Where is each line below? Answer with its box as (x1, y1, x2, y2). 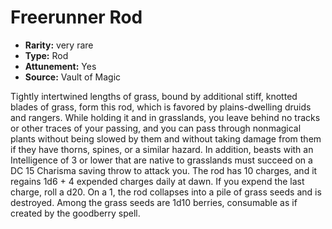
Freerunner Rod (10, 6, 143, 29)
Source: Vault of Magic (24, 71, 122, 83)
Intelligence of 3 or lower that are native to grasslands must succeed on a (10, 154, 313, 166)
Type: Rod (24, 49, 69, 61)
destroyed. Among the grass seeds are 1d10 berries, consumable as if (10, 196, 298, 208)
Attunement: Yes (24, 60, 97, 72)
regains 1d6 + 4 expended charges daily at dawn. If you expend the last (10, 175, 305, 187)
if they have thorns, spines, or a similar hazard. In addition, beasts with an (10, 143, 314, 155)
